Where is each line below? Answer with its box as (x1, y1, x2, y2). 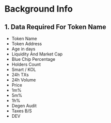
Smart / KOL (11, 67, 36, 72)
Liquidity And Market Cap (11, 51, 63, 57)
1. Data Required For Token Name (4, 23, 107, 31)
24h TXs (11, 72, 29, 77)
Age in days (11, 46, 36, 52)
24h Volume (11, 77, 36, 83)
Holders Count (11, 62, 41, 67)
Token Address (11, 41, 42, 47)
